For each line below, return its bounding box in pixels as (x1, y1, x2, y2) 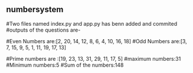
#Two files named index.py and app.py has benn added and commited (6, 20, 178, 27)
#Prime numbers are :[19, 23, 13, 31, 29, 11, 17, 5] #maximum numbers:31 (6, 55, 181, 62)
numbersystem (6, 5, 64, 15)
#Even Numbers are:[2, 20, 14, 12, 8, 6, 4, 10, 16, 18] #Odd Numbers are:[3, (6, 37, 187, 44)
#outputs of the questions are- (6, 26, 81, 33)
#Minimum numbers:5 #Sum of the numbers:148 (6, 61, 124, 68)
